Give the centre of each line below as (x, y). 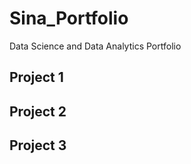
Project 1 (36, 77)
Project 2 (38, 111)
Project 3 (38, 145)
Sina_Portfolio (69, 18)
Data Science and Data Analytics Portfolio (95, 46)
